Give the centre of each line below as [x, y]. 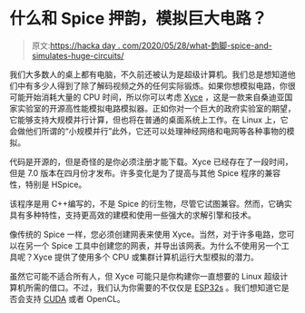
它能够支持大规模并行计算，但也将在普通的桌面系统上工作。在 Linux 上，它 [149, 120]
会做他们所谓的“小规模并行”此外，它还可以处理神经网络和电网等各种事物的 [148, 131]
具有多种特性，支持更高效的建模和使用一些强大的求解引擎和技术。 [133, 215]
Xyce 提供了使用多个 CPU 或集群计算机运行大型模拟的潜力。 [146, 257]
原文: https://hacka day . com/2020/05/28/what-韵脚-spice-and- [152, 45]
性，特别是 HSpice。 [48, 184]
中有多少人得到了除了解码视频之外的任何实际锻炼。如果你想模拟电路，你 [152, 85]
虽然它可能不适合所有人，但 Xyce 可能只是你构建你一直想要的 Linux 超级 [145, 276]
